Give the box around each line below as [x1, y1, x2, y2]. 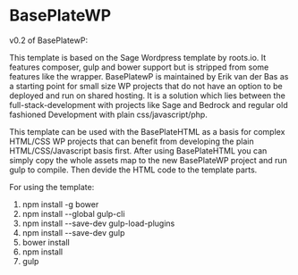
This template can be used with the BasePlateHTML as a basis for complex [9, 126, 285, 137]
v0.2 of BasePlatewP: [9, 35, 88, 46]
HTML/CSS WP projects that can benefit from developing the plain [9, 136, 254, 146]
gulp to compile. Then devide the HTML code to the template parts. [9, 164, 258, 175]
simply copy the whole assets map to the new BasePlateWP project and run [9, 154, 288, 165]
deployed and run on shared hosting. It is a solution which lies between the [9, 90, 286, 101]
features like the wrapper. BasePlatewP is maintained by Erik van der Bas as [9, 71, 289, 81]
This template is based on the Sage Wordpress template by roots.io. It [9, 52, 267, 62]
